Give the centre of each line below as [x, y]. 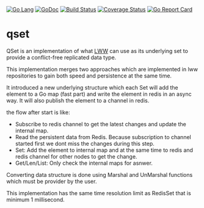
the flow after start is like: [38, 112]
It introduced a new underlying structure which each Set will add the [92, 87]
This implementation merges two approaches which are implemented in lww [102, 69]
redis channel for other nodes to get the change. [76, 156]
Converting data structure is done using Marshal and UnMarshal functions [100, 174]
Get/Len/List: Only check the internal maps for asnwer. [84, 163]
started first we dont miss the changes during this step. [85, 143]
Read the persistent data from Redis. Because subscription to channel [103, 137]
